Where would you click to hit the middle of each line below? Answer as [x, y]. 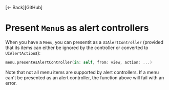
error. [11, 83]
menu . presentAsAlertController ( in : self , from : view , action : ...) [79, 62]
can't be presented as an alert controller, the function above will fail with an [85, 77]
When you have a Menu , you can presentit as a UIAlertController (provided [84, 42]
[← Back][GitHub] [24, 7]
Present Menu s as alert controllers [77, 28]
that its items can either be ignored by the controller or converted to [77, 48]
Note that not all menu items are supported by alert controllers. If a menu [82, 72]
